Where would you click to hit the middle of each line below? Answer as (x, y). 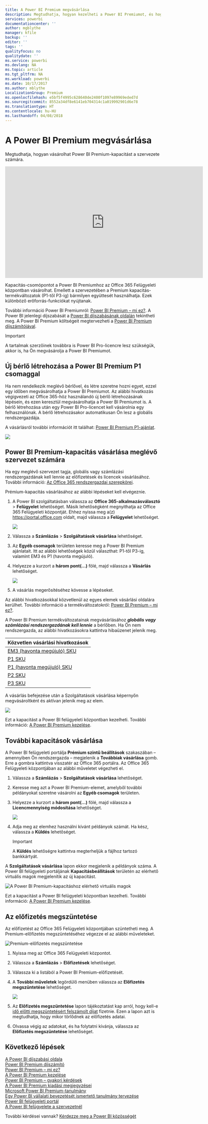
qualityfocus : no (23, 51)
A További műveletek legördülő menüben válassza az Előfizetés (78, 982)
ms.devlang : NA (21, 65)
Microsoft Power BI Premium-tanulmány (46, 1091)
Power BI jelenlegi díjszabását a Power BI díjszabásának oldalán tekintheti (80, 315)
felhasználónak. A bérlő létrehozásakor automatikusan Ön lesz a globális (79, 412)
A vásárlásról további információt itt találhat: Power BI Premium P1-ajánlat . (80, 427)
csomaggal (23, 374)
